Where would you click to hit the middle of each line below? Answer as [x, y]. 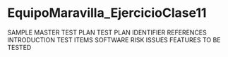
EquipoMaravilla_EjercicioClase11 [107, 13]
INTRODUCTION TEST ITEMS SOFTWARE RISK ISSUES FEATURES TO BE [114, 39]
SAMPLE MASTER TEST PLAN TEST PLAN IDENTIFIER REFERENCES [107, 32]
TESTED [19, 47]
